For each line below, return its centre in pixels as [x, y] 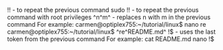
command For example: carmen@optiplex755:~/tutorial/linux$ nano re [107, 24]
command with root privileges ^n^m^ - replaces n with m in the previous [109, 17]
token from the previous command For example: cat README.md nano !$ [111, 39]
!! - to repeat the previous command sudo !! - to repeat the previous [103, 10]
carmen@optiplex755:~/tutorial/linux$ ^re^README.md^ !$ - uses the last [111, 32]
